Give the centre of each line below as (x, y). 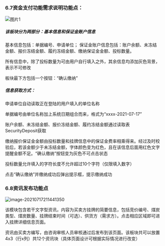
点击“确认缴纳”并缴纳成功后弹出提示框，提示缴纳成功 (59, 174)
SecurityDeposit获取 (26, 131)
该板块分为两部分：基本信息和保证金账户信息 (50, 31)
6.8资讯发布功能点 (27, 188)
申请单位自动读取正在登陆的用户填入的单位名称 (52, 104)
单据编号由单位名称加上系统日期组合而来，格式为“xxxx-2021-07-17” (74, 114)
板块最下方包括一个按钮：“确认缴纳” (41, 78)
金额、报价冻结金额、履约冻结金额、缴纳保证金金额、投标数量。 (69, 51)
